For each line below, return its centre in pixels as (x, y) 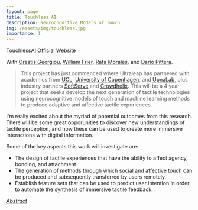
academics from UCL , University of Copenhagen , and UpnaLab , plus (104, 80)
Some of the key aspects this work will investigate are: (72, 147)
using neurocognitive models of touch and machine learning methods (105, 99)
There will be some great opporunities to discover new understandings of (95, 122)
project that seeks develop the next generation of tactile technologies (105, 92)
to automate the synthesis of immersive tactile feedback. (84, 189)
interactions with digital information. (50, 135)
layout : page (22, 12)
